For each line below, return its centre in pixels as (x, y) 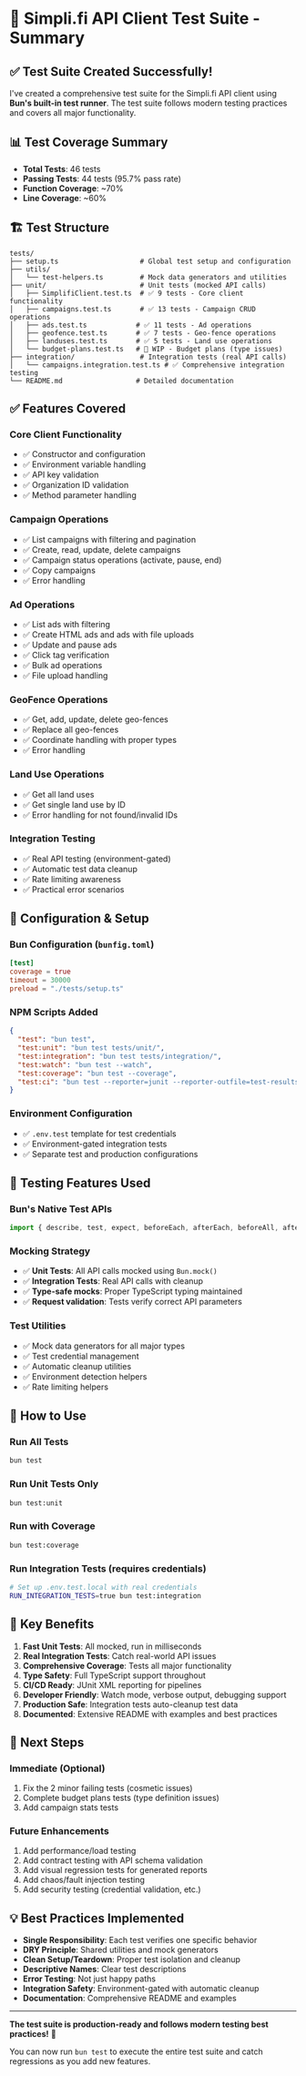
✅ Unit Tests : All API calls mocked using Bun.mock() (120, 1271)
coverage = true (40, 972)
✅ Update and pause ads (70, 645)
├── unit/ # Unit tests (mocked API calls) (138, 285)
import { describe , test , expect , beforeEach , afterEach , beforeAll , (144, 1228)
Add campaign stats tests (71, 1807)
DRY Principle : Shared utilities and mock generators (120, 1950)
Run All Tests (39, 1442)
